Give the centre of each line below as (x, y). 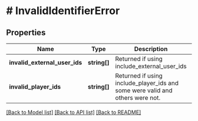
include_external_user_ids (151, 66)
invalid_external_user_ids (46, 63)
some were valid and (144, 90)
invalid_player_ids (35, 87)
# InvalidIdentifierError (63, 11)
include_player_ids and (147, 83)
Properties (26, 33)
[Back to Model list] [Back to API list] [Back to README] (74, 112)
